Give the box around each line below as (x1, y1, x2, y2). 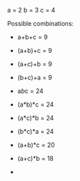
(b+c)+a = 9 (17, 73, 52, 81)
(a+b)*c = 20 (17, 141, 56, 149)
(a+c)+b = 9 (17, 60, 52, 68)
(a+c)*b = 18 (17, 155, 54, 162)
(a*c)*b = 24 (17, 114, 54, 122)
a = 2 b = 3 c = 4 (7, 6, 56, 14)
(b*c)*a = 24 (17, 127, 54, 135)
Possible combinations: (7, 19, 74, 27)
